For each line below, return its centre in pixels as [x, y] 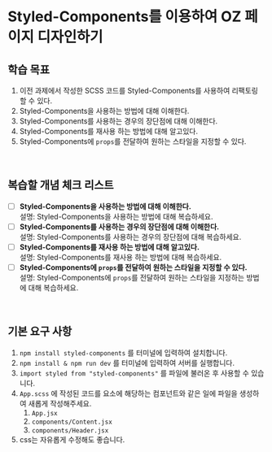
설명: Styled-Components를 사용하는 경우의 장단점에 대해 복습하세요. [130, 237]
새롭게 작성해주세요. [60, 403]
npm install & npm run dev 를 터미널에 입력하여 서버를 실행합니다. [127, 363]
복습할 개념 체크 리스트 [61, 185]
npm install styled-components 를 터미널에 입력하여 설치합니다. [123, 352]
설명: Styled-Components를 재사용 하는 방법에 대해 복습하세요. [121, 257]
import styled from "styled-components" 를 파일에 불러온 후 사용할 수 [134, 373]
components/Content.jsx [72, 422]
